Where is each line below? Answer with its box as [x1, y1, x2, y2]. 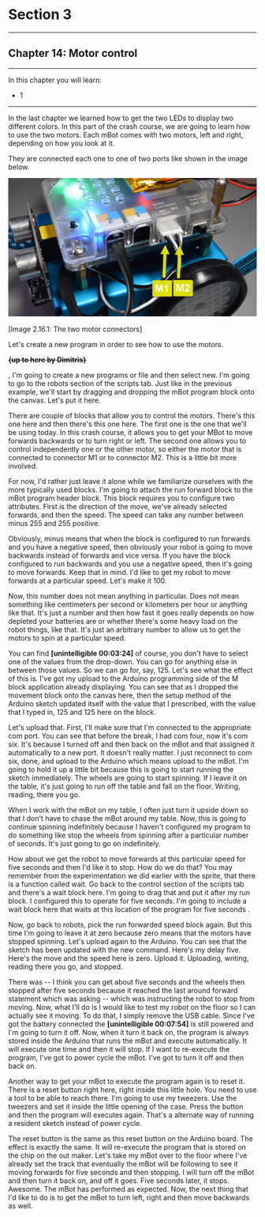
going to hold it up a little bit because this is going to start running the [8, 765, 234, 774]
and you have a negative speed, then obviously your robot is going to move [8, 542, 253, 552]
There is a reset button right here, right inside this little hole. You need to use [8, 1085, 257, 1094]
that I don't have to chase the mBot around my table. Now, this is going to [8, 814, 247, 823]
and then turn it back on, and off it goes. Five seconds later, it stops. [8, 1176, 230, 1185]
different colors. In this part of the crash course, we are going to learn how [8, 121, 251, 131]
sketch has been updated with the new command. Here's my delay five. [8, 945, 241, 954]
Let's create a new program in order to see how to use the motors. [8, 340, 224, 350]
